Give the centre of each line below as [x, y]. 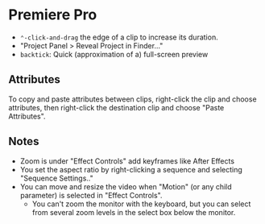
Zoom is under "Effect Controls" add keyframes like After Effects [127, 161]
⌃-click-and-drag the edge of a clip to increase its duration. [119, 37]
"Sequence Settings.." [57, 178]
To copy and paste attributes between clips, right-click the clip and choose [132, 99]
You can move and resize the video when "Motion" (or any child [126, 186]
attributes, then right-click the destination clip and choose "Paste [116, 107]
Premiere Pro [53, 15]
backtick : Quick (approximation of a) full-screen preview [114, 54]
